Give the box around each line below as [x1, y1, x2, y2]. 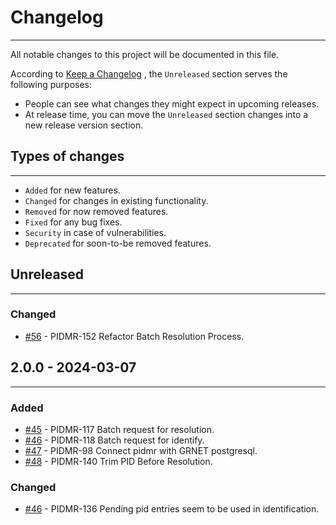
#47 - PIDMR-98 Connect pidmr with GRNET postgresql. [24, 444, 258, 456]
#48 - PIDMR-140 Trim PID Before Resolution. [24, 455, 213, 467]
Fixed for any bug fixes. [24, 216, 123, 228]
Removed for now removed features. [24, 205, 169, 217]
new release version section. [24, 119, 144, 131]
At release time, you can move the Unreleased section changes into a [24, 108, 309, 120]
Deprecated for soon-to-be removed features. [24, 237, 212, 249]
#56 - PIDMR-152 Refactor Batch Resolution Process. [24, 330, 245, 342]
